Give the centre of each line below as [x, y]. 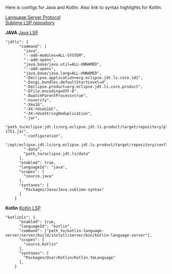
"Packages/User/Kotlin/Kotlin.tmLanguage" [70, 258]
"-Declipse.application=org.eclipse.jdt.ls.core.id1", [83, 78]
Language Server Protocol [33, 17]
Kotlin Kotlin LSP [23, 208]
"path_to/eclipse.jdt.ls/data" [57, 154]
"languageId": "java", [43, 167]
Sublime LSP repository [30, 23]
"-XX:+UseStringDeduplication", [58, 113]
